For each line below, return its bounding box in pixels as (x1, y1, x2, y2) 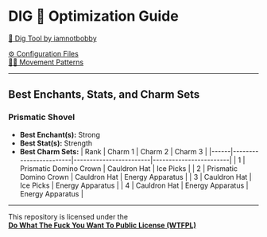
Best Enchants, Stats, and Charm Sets (8, 87, 200, 102)
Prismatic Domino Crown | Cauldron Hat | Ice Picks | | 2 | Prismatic (19, 163, 238, 173)
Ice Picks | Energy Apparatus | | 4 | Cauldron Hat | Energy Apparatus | (19, 181, 249, 190)
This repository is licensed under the (8, 212, 129, 221)
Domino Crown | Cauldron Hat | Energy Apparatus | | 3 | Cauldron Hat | (19, 172, 252, 181)
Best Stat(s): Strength (19, 138, 93, 148)
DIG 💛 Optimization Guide (8, 7, 179, 25)
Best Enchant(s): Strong (19, 130, 101, 139)
